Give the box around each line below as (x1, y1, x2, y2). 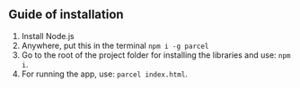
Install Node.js (21, 30, 75, 41)
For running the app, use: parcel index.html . (21, 68, 188, 79)
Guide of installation (8, 7, 124, 22)
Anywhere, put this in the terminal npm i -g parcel (21, 40, 209, 51)
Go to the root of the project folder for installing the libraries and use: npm (21, 49, 291, 60)
